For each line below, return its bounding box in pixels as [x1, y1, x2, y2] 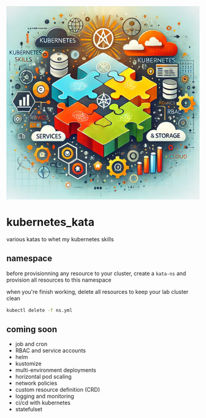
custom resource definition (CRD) [15, 386, 100, 393]
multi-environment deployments [15, 366, 96, 374]
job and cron [15, 341, 48, 348]
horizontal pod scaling [15, 373, 72, 381]
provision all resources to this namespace [6, 276, 112, 284]
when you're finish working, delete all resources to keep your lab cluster [6, 288, 189, 295]
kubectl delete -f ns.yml [6, 307, 72, 313]
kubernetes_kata [6, 215, 95, 230]
